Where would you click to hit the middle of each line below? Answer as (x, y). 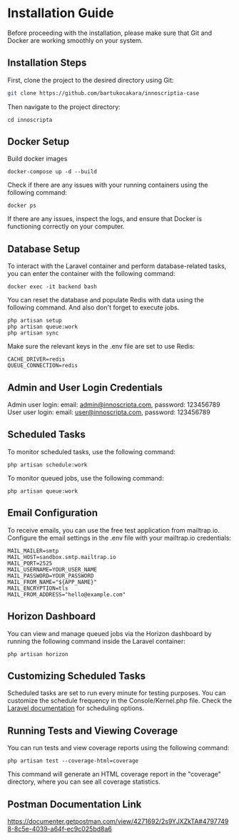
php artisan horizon (38, 654)
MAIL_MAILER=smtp (33, 550)
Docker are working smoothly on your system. (75, 40)
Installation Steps (47, 63)
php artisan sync (33, 333)
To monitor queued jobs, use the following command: (86, 478)
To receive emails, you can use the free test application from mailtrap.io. (113, 530)
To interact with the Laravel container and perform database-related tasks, (117, 266)
